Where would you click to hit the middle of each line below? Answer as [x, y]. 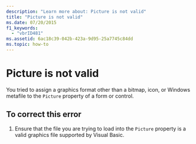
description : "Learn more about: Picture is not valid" [76, 11]
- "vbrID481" [27, 34]
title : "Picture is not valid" [45, 17]
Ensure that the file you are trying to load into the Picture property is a [100, 128]
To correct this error [44, 114]
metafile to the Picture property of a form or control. [70, 96]
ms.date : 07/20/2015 [32, 22]
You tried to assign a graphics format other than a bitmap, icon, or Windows [98, 89]
